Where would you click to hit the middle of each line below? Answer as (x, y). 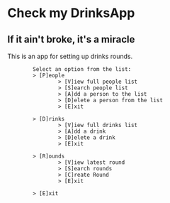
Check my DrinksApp (71, 13)
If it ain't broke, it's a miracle (71, 39)
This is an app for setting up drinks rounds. (70, 56)
